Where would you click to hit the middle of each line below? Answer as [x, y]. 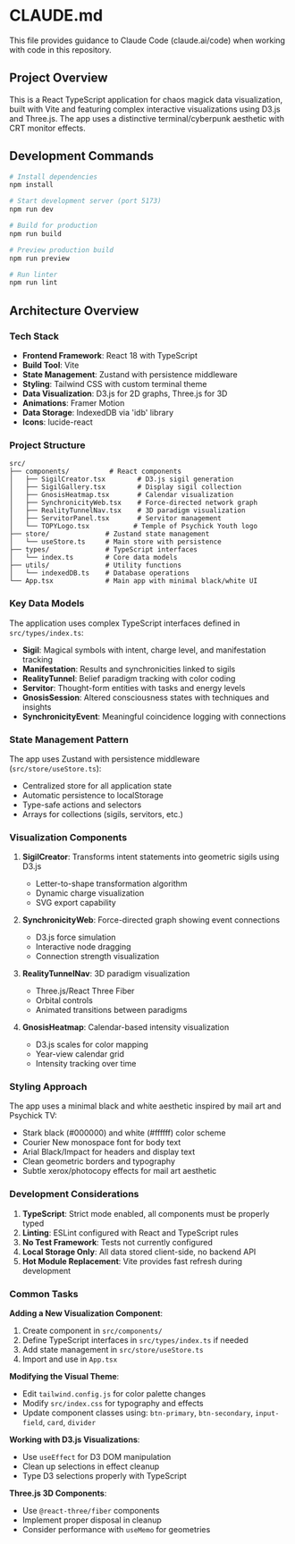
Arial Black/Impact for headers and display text [109, 1152]
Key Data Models [47, 603]
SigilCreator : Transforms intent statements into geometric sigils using [151, 857]
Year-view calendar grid [80, 1054]
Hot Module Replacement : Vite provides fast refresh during [132, 1261]
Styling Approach [48, 1087]
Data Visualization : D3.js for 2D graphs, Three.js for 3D [125, 393]
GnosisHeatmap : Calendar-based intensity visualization [126, 1027]
